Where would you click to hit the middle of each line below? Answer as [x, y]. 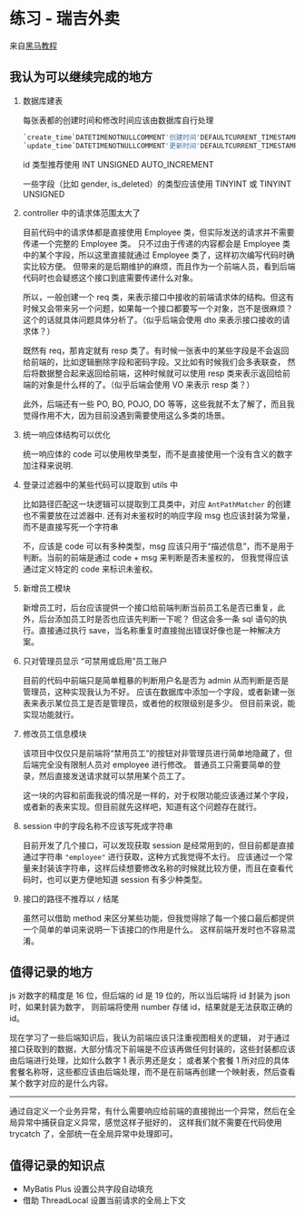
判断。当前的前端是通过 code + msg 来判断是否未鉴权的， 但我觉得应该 [156, 557]
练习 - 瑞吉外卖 [65, 19]
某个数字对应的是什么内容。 [61, 1083]
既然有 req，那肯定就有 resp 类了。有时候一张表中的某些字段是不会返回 [156, 350]
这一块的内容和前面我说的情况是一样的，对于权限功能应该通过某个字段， [157, 795]
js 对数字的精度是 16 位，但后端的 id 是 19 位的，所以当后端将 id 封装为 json [150, 996]
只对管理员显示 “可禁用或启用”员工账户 [95, 661]
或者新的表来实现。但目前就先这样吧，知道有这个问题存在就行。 [142, 806]
